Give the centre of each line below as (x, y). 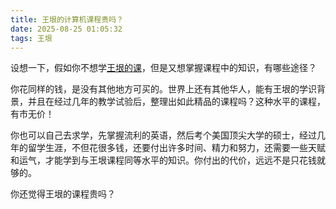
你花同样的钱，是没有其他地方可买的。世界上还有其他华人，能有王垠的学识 (163, 89)
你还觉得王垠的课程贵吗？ (63, 194)
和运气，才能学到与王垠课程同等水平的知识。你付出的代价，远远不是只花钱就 (168, 160)
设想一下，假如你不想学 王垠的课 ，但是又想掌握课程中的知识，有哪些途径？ (163, 68)
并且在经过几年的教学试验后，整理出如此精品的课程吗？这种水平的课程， (176, 102)
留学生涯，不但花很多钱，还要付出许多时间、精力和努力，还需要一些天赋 (176, 148)
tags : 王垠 (31, 38)
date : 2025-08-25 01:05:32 (66, 29)
